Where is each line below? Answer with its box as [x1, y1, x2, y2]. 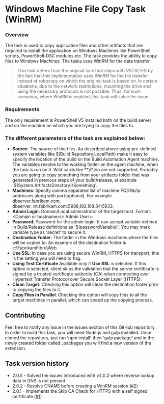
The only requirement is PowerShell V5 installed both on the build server [5, 117, 152, 123]
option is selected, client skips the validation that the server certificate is [12, 266, 159, 272]
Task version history [5, 359, 69, 368]
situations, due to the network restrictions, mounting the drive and [17, 83, 151, 89]
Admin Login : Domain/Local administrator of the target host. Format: [12, 209, 151, 215]
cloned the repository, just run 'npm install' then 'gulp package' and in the [5, 335, 155, 341]
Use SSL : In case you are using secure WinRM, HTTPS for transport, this [12, 250, 160, 256]
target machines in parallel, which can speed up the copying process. [12, 297, 153, 303]
